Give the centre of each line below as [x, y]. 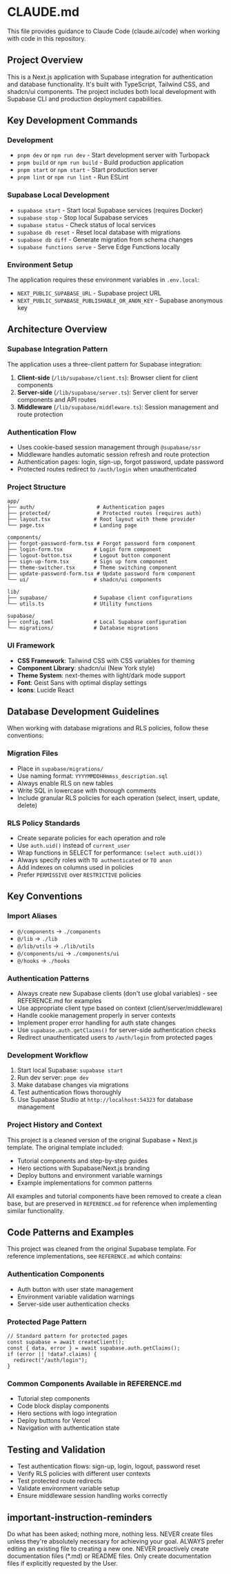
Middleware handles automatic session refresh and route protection [113, 455]
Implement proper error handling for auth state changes [96, 1023]
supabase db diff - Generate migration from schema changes [105, 240]
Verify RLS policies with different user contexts [84, 1474]
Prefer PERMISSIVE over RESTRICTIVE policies [79, 875]
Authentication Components [56, 1274]
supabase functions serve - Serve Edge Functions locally [99, 246]
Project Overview [45, 60]
